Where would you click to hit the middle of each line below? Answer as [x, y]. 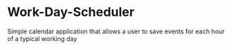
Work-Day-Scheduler [71, 12]
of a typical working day [42, 38]
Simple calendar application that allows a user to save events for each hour [116, 31]
